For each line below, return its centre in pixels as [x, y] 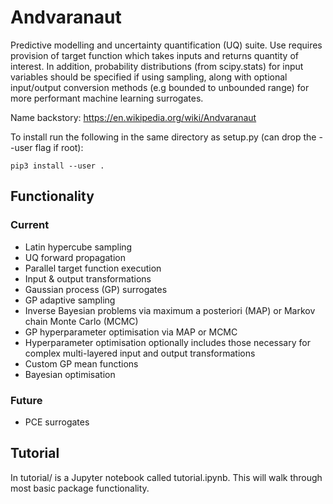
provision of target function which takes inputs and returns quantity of [154, 55]
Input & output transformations [88, 278]
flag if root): [59, 147]
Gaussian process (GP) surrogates [96, 289]
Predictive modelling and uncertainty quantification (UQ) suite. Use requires [166, 45]
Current [30, 225]
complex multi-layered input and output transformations [140, 353]
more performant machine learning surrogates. [107, 98]
